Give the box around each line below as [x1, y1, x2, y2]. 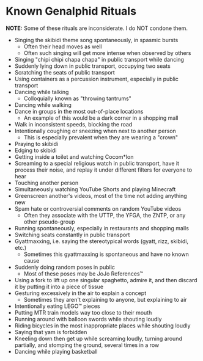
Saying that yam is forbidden [14, 328, 87, 335]
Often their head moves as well [23, 43, 102, 50]
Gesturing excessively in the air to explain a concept [14, 289, 147, 297]
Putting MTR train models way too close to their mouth [14, 308, 152, 316]
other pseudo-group [23, 218, 75, 225]
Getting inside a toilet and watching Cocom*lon [14, 153, 134, 160]
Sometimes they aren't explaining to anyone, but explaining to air [23, 296, 187, 303]
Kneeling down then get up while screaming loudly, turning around [14, 335, 183, 342]
